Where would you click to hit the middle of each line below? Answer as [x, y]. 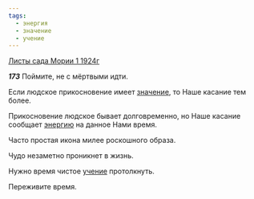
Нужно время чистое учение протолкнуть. [81, 171]
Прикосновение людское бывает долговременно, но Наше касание [125, 116]
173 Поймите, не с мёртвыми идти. [68, 76]
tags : [17, 16]
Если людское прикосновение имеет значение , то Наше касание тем [127, 92]
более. [20, 100]
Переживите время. [43, 187]
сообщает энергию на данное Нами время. [83, 124]
